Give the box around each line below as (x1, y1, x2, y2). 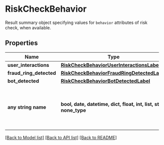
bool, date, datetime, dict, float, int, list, (61, 101, 154, 107)
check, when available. (5, 24, 51, 30)
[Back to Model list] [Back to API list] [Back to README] (5, 134, 117, 140)
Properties (5, 39, 38, 47)
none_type (61, 106, 86, 113)
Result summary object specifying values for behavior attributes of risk (5, 20, 148, 25)
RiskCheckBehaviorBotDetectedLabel (61, 77, 150, 84)
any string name (7, 104, 46, 110)
